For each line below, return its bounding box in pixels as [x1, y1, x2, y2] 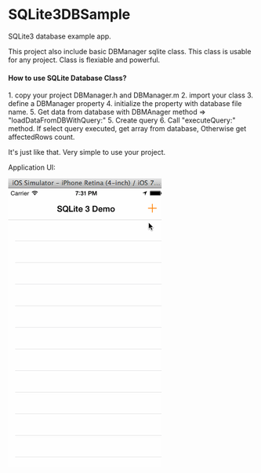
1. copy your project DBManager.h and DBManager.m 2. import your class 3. [8, 90, 253, 100]
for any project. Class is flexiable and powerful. [8, 55, 161, 64]
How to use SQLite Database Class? [8, 73, 127, 82]
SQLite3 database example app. [8, 31, 111, 41]
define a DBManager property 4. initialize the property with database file [8, 99, 242, 108]
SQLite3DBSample [8, 5, 131, 24]
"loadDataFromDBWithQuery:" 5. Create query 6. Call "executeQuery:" [8, 115, 236, 125]
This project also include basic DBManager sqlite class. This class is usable [8, 46, 252, 56]
